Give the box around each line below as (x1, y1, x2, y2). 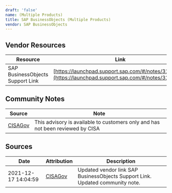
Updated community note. (77, 179, 141, 186)
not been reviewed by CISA (34, 125, 100, 132)
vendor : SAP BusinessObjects (5, 22, 68, 27)
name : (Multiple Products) (5, 12, 63, 17)
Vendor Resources (5, 40, 66, 49)
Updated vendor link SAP (77, 166, 138, 173)
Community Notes (5, 95, 65, 103)
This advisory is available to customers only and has (34, 118, 160, 125)
